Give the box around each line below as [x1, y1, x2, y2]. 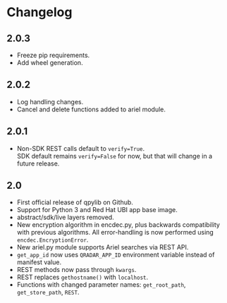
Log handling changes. [16, 97, 84, 106]
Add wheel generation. [16, 58, 83, 67]
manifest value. [16, 258, 61, 266]
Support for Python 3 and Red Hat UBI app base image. [16, 206, 178, 214]
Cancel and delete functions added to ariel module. [16, 105, 166, 113]
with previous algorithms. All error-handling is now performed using [16, 228, 214, 237]
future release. [16, 159, 60, 168]
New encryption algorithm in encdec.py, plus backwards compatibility [16, 221, 220, 229]
